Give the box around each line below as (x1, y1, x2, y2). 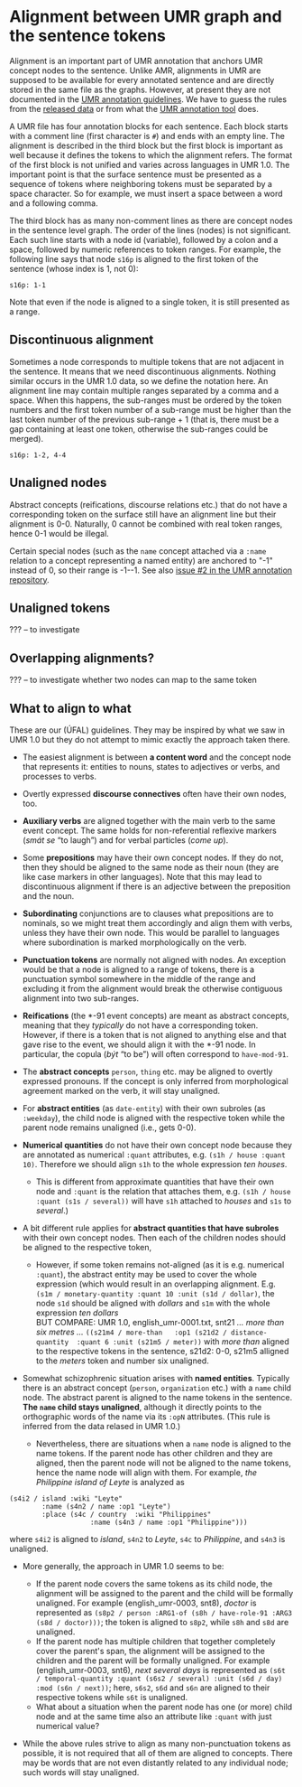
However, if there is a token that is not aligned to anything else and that (22, 1030, 287, 1040)
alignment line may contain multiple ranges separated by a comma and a (9, 385, 279, 396)
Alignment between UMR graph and (9, 6, 282, 27)
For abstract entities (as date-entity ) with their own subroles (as (22, 1103, 266, 1113)
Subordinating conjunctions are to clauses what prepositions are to (22, 908, 274, 919)
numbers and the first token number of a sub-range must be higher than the (9, 404, 291, 415)
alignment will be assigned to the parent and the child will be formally (35, 1588, 294, 1598)
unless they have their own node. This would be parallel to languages (22, 928, 280, 938)
